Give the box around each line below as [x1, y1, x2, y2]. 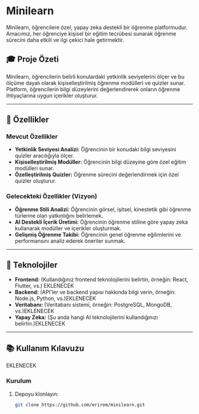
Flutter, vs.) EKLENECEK [14, 282, 74, 289]
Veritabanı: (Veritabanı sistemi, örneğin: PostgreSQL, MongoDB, [14, 301, 172, 308]
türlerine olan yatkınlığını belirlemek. [14, 212, 104, 219]
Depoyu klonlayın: [14, 390, 59, 397]
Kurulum [6, 377, 31, 385]
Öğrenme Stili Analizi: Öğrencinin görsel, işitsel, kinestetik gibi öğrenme [14, 206, 191, 213]
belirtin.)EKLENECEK [14, 320, 66, 327]
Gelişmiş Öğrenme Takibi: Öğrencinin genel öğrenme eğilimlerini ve [14, 231, 182, 238]
